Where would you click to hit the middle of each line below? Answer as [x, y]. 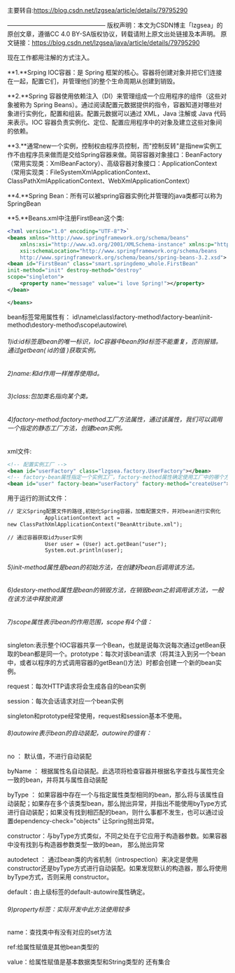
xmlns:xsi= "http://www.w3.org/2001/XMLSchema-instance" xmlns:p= [117, 244]
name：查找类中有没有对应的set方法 [59, 932]
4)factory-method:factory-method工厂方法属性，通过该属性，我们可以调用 [115, 419]
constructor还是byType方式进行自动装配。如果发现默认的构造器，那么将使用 [117, 868]
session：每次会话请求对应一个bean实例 [65, 701]
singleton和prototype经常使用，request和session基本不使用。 [97, 715]
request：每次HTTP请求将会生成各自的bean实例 [77, 686]
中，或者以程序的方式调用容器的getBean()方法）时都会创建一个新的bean [112, 662]
